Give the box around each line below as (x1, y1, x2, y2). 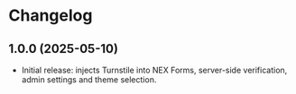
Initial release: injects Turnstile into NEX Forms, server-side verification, (21, 64, 288, 75)
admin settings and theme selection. (21, 74, 157, 85)
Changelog (8, 5, 93, 26)
